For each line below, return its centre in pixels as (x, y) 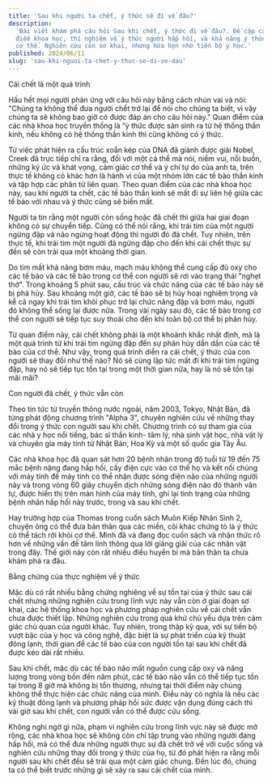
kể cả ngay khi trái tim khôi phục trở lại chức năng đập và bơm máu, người (132, 301)
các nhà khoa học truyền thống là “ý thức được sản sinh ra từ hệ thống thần (134, 126)
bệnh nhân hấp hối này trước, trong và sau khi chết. (94, 502)
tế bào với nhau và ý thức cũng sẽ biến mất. (81, 201)
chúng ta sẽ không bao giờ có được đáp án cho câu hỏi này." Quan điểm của (136, 117)
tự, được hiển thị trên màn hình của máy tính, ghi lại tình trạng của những (130, 493)
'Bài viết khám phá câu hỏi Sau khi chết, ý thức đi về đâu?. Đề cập (135, 31)
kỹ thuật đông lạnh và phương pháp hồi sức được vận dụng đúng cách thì (131, 702)
